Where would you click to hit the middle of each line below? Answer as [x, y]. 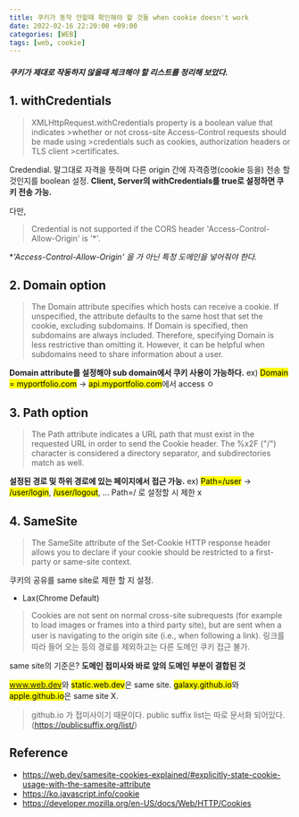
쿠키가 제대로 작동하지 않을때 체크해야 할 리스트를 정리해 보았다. [119, 72]
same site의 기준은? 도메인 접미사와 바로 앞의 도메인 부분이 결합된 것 [128, 666]
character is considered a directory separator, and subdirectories [151, 454]
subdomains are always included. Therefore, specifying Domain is [153, 336]
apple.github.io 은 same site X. [64, 696]
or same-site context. [92, 562]
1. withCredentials [60, 101]
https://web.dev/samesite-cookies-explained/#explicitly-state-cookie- [151, 774]
